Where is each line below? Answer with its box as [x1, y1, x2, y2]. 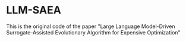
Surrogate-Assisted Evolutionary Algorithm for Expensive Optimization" [6, 29, 181, 36]
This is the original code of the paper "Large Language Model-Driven [6, 23, 175, 30]
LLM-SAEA [6, 3, 61, 17]
